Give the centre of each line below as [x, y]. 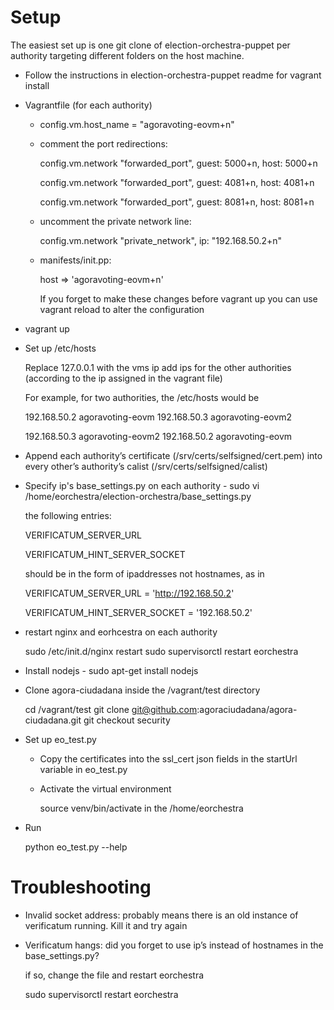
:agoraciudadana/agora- [247, 709]
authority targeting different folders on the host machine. [127, 55]
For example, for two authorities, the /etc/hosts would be [142, 397]
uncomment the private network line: [115, 221]
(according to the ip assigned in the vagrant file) [123, 378]
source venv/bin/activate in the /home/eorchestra [141, 808]
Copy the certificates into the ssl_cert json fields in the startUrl [168, 758]
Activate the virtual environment [105, 788]
